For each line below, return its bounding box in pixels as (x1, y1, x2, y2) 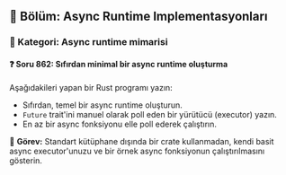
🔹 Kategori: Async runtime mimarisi (9, 36, 168, 48)
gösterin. (9, 154, 43, 166)
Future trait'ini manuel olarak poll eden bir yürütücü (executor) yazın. (22, 109, 277, 119)
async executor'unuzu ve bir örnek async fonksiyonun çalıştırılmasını (9, 145, 265, 156)
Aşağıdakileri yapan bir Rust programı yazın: (9, 82, 173, 92)
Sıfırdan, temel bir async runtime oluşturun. (22, 100, 183, 110)
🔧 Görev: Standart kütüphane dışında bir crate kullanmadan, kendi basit (9, 136, 274, 146)
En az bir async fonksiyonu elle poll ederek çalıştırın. (22, 118, 218, 129)
